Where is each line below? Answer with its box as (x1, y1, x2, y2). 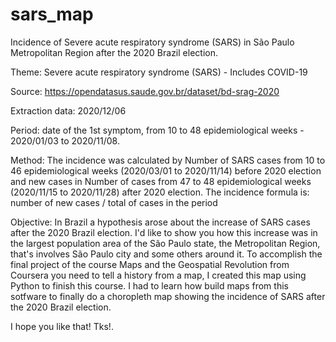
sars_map (10, 3, 94, 26)
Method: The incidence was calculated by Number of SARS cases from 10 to (10, 154, 326, 166)
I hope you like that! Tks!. (10, 320, 114, 332)
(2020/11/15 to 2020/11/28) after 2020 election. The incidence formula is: (10, 186, 310, 198)
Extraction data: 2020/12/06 (10, 104, 127, 117)
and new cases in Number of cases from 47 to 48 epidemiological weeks (10, 175, 312, 187)
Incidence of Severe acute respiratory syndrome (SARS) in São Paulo (10, 36, 295, 48)
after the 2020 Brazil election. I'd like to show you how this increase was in (10, 226, 318, 238)
